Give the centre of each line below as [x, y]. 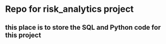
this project [23, 35]
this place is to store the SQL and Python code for [83, 27]
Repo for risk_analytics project [69, 9]
